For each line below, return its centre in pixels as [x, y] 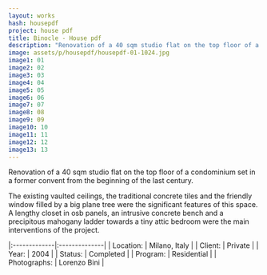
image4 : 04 [26, 82]
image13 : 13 [28, 149]
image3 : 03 [26, 75]
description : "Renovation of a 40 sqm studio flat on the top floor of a [134, 46]
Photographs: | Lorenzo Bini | [56, 263]
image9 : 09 [26, 120]
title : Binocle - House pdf [55, 38]
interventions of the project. [54, 230]
